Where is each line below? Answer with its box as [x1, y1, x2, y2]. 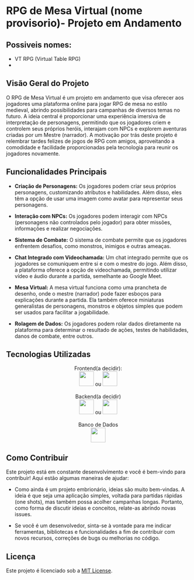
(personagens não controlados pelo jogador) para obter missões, [14, 218, 172, 226]
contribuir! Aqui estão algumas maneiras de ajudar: [6, 475, 129, 482]
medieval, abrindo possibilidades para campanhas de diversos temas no [6, 107, 180, 114]
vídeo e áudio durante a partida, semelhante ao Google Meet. [14, 272, 162, 279]
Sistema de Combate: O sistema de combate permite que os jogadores [14, 236, 187, 243]
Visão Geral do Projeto [6, 78, 89, 88]
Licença [6, 551, 36, 561]
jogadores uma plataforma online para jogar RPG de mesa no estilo [6, 100, 168, 107]
